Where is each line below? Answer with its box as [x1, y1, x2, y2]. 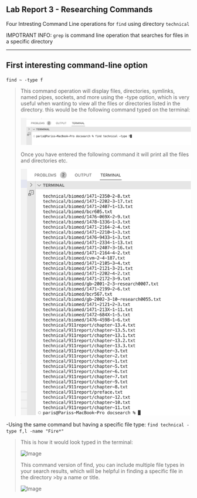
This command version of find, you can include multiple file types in [20, 461, 185, 468]
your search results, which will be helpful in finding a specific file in [20, 467, 183, 475]
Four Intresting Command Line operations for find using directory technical [6, 20, 189, 27]
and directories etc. [20, 157, 68, 164]
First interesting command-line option [6, 60, 148, 70]
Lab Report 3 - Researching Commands [6, 5, 153, 15]
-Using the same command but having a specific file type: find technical [6, 421, 185, 428]
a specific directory [6, 38, 53, 45]
